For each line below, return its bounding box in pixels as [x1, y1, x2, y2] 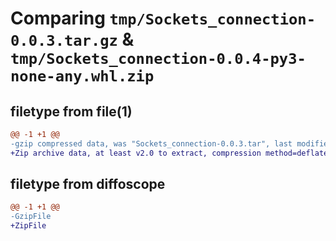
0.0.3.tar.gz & [10, 28, 135, 51]
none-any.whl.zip [10, 67, 155, 86]
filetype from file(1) [10, 103, 133, 120]
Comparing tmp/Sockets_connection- [10, 7, 317, 30]
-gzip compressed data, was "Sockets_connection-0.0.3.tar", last [10, 138, 293, 149]
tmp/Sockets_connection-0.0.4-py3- [10, 50, 307, 69]
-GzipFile [10, 212, 52, 222]
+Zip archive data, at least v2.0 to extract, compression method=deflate [10, 148, 329, 158]
